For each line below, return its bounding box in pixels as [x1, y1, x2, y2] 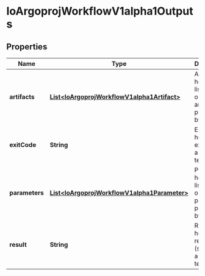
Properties [6, 41, 48, 52]
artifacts [9, 93, 35, 101]
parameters [9, 189, 44, 197]
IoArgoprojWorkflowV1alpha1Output [6, 4, 193, 18]
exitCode [9, 141, 37, 149]
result [9, 241, 27, 249]
